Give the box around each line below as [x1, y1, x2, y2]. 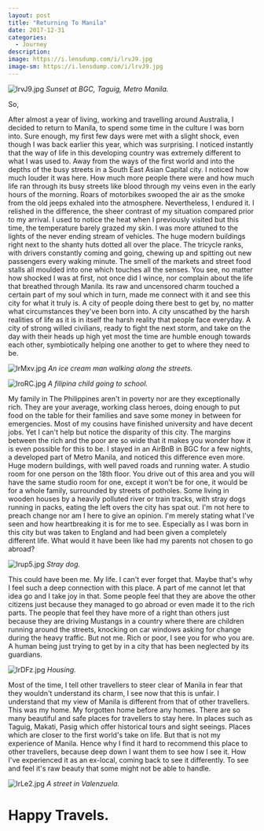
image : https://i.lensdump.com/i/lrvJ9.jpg [8, 56, 153, 64]
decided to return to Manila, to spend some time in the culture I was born [8, 123, 244, 132]
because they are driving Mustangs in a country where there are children [8, 616, 244, 625]
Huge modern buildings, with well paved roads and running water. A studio [8, 460, 250, 470]
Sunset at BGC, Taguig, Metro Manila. [46, 84, 169, 93]
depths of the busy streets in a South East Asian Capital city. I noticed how [8, 164, 249, 174]
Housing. [46, 664, 76, 674]
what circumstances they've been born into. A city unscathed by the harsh [8, 306, 250, 316]
